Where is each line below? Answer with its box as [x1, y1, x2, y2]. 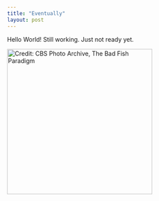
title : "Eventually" [7, 10, 66, 17]
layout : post [7, 16, 44, 23]
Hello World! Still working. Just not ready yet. [7, 35, 134, 43]
